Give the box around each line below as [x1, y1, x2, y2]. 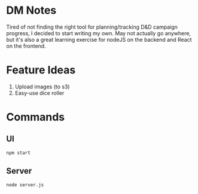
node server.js [6, 181, 44, 188]
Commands [6, 110, 65, 124]
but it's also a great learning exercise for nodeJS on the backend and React [6, 36, 193, 43]
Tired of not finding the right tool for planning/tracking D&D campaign [6, 23, 178, 30]
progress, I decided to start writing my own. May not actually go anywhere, [6, 29, 191, 36]
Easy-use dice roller [14, 89, 65, 96]
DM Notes [6, 4, 57, 17]
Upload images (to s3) [14, 83, 70, 90]
